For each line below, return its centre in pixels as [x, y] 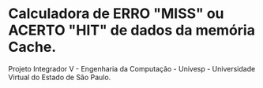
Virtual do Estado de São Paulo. [60, 77]
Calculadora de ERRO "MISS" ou [116, 14]
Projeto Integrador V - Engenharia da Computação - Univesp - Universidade [132, 68]
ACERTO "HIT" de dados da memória [131, 30]
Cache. [32, 47]
